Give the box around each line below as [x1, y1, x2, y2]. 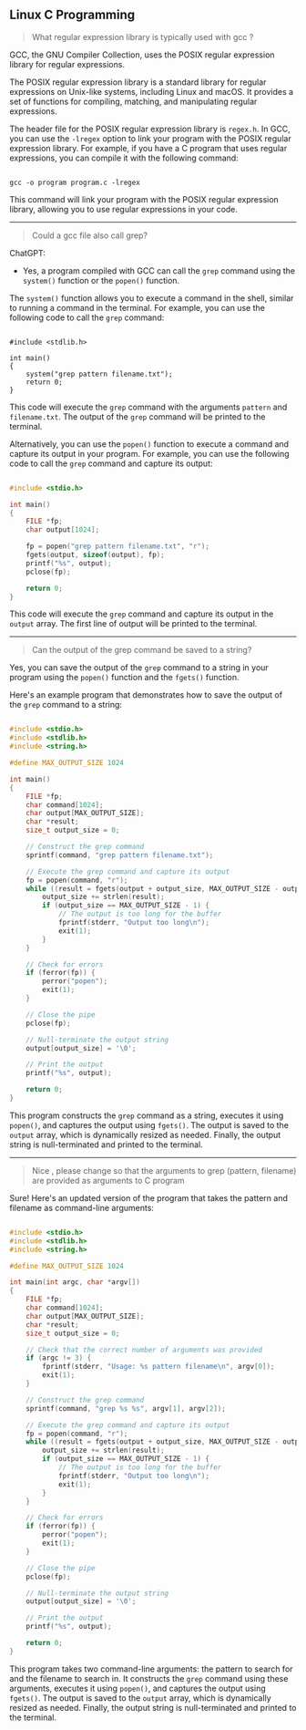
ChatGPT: [9, 247, 46, 258]
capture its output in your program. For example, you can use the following [9, 448, 290, 459]
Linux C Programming [9, 7, 135, 23]
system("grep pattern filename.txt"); [25, 369, 173, 378]
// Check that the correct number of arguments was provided [25, 1345, 262, 1354]
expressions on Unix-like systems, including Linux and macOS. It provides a [9, 86, 294, 97]
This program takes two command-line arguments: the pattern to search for [9, 1663, 293, 1674]
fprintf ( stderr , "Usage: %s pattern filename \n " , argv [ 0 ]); [42, 1362, 275, 1372]
